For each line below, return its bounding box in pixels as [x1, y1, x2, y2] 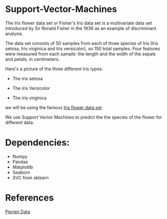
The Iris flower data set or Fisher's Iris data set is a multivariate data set [5, 20, 152, 26]
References [5, 192, 54, 204]
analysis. [5, 30, 23, 36]
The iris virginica [12, 95, 47, 101]
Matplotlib [12, 164, 33, 170]
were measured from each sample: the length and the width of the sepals [5, 51, 156, 57]
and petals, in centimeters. [5, 56, 60, 62]
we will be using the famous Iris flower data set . [5, 104, 103, 110]
